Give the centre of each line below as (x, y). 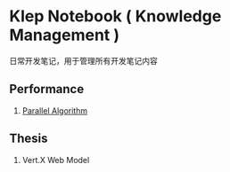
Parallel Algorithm (54, 110)
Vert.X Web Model (56, 160)
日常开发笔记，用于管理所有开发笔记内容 (83, 60)
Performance (47, 89)
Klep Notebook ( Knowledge (115, 16)
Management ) (65, 35)
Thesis (29, 139)
